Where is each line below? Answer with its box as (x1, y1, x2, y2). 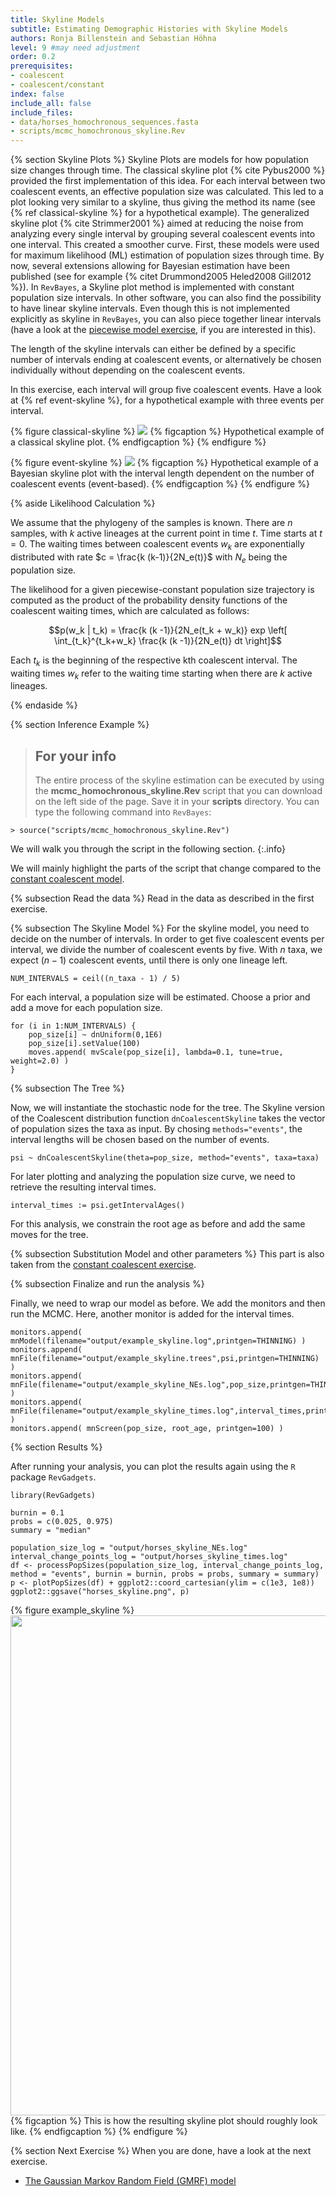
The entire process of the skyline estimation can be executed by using (34, 774, 325, 786)
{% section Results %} (10, 1441, 103, 1453)
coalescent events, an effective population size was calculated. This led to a (10, 186, 324, 198)
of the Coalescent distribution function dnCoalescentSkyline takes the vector (10, 1112, 326, 1125)
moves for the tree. (10, 1229, 89, 1241)
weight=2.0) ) (10, 1056, 70, 1066)
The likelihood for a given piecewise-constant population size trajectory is (10, 583, 315, 595)
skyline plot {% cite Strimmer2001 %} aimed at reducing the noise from (10, 217, 304, 230)
